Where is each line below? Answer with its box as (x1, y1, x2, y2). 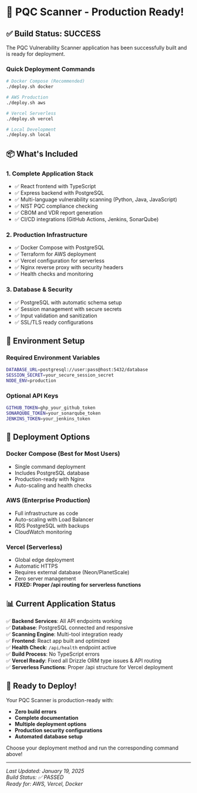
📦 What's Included (6, 149, 78, 159)
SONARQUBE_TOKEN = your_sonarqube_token (6, 411, 101, 416)
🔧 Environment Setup (6, 335, 85, 345)
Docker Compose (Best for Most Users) (6, 450, 120, 458)
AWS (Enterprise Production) (6, 496, 91, 504)
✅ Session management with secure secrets (14, 305, 122, 313)
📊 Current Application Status (6, 599, 116, 609)
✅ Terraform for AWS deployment (14, 250, 97, 257)
